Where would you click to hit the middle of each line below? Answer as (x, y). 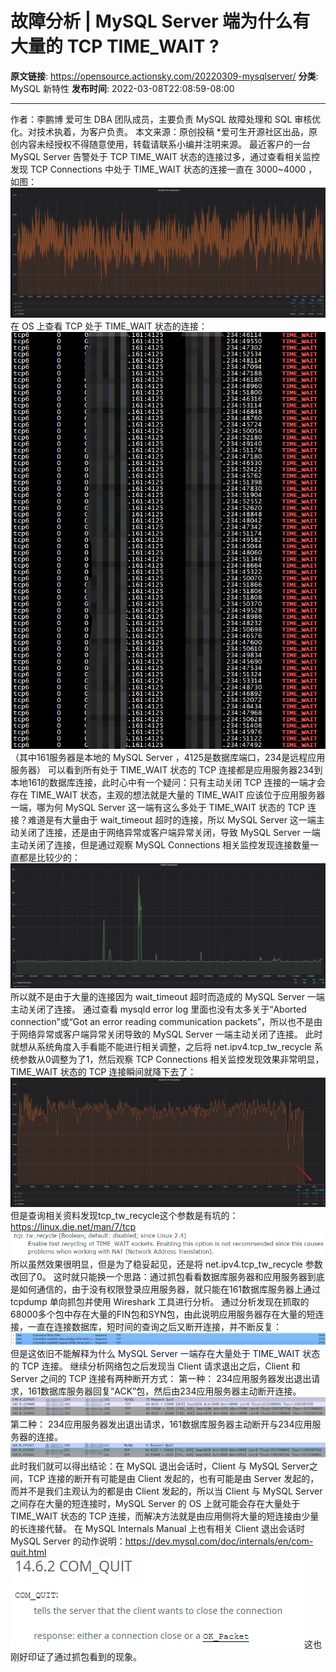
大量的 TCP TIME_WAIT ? (115, 46)
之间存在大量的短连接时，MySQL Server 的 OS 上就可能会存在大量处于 (155, 1503)
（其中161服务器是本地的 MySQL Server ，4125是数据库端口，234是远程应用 (168, 758)
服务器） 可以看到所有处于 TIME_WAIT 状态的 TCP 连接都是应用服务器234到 (166, 770)
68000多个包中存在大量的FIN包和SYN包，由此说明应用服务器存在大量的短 (163, 1314)
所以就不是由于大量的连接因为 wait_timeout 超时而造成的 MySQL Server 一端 (167, 996)
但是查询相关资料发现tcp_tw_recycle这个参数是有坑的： (124, 1215)
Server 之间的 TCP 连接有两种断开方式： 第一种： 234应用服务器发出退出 (161, 1379)
